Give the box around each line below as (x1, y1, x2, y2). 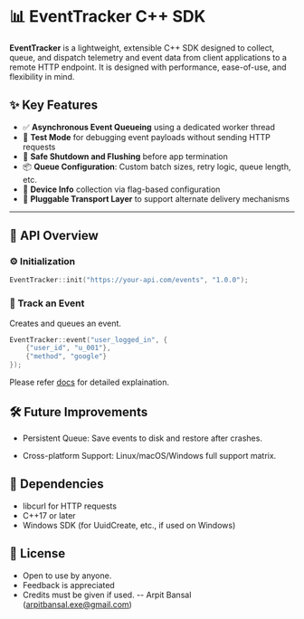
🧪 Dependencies (9, 476, 104, 492)
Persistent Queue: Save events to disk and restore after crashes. (22, 433, 262, 443)
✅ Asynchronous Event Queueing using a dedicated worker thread (22, 121, 276, 132)
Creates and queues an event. (9, 318, 122, 329)
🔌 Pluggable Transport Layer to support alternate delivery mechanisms (22, 193, 290, 204)
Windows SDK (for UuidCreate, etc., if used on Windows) (22, 519, 236, 530)
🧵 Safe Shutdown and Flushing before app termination (22, 150, 228, 162)
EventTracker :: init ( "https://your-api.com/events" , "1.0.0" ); (9, 276, 249, 285)
